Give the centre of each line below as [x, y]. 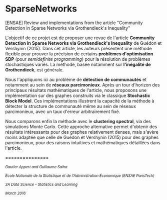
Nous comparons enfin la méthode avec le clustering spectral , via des [78, 121]
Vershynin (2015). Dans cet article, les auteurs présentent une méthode [78, 48]
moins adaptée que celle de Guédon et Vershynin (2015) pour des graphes [82, 137]
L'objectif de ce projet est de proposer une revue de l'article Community [80, 38]
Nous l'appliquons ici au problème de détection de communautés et [76, 79]
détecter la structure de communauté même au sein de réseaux [71, 106]
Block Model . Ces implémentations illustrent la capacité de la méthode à [80, 101]
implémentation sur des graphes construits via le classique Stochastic [78, 95]
